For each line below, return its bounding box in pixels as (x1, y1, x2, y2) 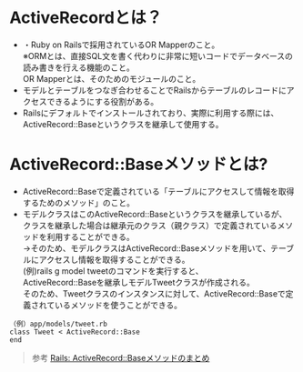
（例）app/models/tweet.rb (9, 319, 107, 328)
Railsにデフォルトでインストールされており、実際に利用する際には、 (22, 107, 279, 118)
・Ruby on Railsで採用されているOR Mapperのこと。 (22, 39, 220, 50)
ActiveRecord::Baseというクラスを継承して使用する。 (22, 118, 225, 129)
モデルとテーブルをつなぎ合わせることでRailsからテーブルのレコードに (22, 85, 287, 96)
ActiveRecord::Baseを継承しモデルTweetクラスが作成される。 (22, 276, 255, 287)
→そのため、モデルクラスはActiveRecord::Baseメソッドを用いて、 (22, 242, 271, 254)
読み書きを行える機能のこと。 (22, 62, 135, 73)
